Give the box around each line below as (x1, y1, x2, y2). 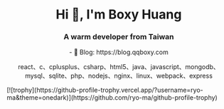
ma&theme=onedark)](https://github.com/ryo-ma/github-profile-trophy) (6, 93, 218, 102)
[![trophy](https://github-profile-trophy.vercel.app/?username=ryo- (6, 85, 203, 95)
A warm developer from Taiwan (63, 32, 174, 42)
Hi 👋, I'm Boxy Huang (55, 6, 182, 23)
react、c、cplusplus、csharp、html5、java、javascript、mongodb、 (18, 63, 220, 71)
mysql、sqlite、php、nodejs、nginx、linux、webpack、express (25, 71, 213, 81)
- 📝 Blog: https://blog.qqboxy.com (69, 48, 169, 56)
